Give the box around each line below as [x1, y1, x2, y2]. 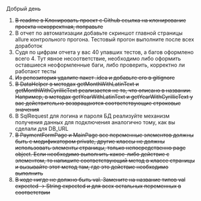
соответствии [14, 189, 50, 196]
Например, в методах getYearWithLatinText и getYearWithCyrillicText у [14, 93, 193, 100]
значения [14, 106, 40, 113]
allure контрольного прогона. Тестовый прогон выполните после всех [14, 36, 194, 43]
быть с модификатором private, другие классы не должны [14, 138, 165, 145]
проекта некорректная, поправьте [14, 23, 103, 30]
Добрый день [6, 5, 41, 12]
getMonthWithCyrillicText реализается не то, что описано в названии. [14, 87, 192, 94]
